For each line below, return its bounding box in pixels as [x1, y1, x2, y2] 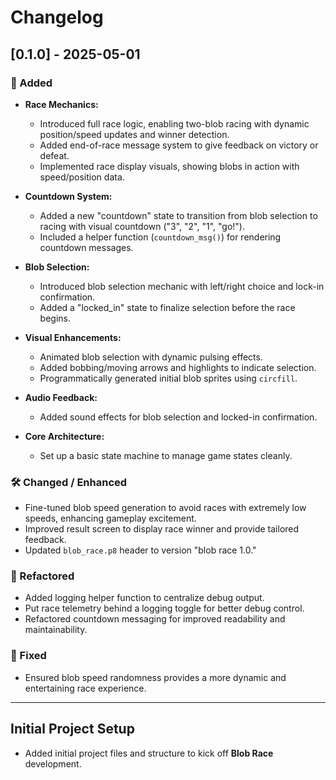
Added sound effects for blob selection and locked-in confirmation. [39, 411, 318, 423]
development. [24, 757, 82, 770]
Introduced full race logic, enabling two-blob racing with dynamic [39, 117, 310, 130]
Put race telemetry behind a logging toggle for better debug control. [24, 602, 305, 615]
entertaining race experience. [24, 682, 147, 694]
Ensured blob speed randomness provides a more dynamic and [24, 671, 287, 683]
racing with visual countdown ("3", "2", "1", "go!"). [39, 220, 246, 232]
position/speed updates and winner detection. [39, 128, 230, 140]
